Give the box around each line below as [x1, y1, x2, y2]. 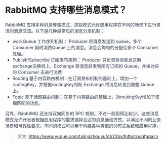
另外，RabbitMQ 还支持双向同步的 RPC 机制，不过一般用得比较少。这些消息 [5, 110, 159, 116]
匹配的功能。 [16, 100, 43, 106]
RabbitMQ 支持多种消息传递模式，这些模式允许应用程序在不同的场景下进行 [5, 22, 157, 28]
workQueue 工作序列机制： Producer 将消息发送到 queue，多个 [12, 38, 142, 44]
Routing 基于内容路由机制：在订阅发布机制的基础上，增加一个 [12, 75, 138, 81]
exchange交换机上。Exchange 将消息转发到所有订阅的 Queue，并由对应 [12, 63, 160, 69]
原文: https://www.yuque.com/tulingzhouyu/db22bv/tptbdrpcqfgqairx [17, 133, 159, 139]
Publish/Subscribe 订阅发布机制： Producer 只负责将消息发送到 [12, 57, 142, 63]
